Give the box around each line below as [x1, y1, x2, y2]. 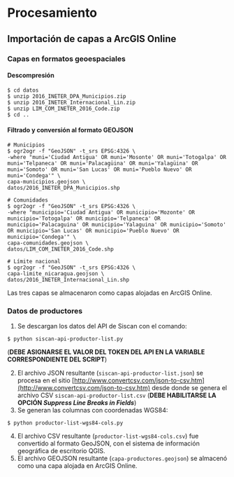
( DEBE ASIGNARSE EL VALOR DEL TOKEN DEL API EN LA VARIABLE [7, 348, 205, 357]
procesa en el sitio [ [17, 376, 75, 385]
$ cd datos [7, 86, 39, 94]
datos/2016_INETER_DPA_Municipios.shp [7, 184, 120, 191]
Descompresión [7, 71, 54, 80]
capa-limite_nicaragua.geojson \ [7, 270, 105, 277]
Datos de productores [7, 306, 82, 316]
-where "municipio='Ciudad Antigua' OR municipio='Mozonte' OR [7, 209, 196, 216]
